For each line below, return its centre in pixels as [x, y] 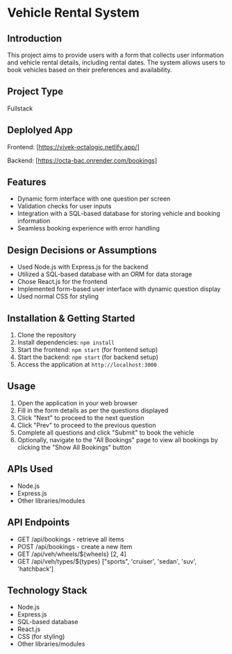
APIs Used [30, 469]
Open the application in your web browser [77, 403]
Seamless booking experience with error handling [88, 228]
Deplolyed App [40, 130]
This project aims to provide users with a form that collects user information [116, 55]
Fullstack [20, 108]
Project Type [35, 92]
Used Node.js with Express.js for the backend [82, 267]
